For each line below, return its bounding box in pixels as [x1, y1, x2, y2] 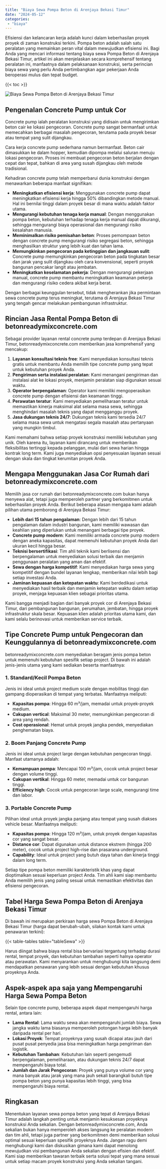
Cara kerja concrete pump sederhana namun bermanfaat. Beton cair [5, 144, 145, 150]
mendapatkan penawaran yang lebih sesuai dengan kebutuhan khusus [5, 964, 150, 970]
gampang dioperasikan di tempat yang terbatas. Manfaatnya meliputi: [5, 691, 147, 697]
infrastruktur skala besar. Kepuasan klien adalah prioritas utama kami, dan [5, 610, 156, 616]
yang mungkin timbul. [12, 424, 57, 431]
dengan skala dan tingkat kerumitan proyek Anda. [5, 455, 107, 461]
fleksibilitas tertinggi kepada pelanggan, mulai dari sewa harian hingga [5, 445, 149, 451]
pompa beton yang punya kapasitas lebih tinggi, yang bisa [12, 1078, 132, 1084]
